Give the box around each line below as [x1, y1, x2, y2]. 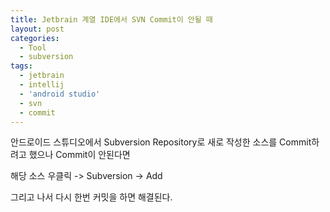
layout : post [10, 24, 65, 34]
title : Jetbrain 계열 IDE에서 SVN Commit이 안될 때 [10, 14, 213, 25]
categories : [10, 33, 60, 43]
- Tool [19, 42, 47, 53]
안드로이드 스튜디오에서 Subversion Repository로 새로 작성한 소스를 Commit [10, 136, 312, 148]
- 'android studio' [19, 89, 101, 99]
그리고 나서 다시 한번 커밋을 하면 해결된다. [10, 191, 173, 203]
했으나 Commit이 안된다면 [28, 149, 131, 161]
